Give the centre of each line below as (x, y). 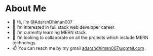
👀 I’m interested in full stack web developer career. (64, 27)
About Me (26, 9)
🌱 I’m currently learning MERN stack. (50, 32)
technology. (24, 42)
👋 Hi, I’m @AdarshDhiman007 (42, 22)
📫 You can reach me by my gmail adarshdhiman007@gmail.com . (79, 48)
